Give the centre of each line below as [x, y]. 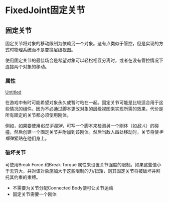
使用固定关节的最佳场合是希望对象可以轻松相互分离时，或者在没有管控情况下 [84, 60]
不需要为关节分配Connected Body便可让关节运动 [63, 188]
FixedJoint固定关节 [45, 10]
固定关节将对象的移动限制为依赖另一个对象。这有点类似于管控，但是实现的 [82, 43]
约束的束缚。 [27, 177]
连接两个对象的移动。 [27, 67]
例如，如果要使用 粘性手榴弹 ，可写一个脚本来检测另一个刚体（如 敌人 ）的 [80, 126]
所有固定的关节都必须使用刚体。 [38, 115]
